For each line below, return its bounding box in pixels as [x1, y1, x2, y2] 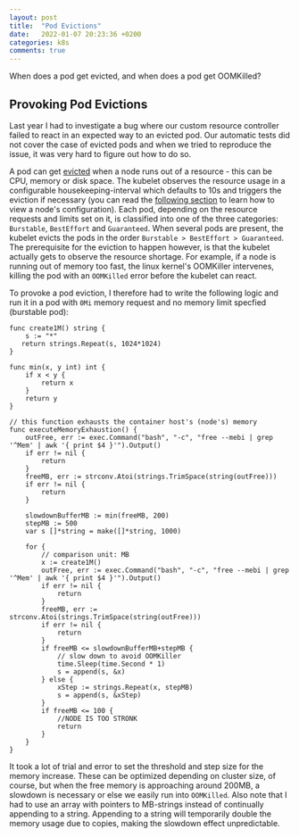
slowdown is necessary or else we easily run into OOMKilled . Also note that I [9, 789, 287, 800]
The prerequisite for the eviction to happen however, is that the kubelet [9, 242, 270, 253]
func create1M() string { [9, 323, 105, 333]
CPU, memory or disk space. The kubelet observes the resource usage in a [9, 175, 286, 186]
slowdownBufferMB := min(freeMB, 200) [25, 510, 170, 520]
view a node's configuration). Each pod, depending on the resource [9, 203, 258, 214]
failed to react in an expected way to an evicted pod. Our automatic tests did [9, 129, 290, 140]
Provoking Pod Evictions [9, 96, 148, 112]
